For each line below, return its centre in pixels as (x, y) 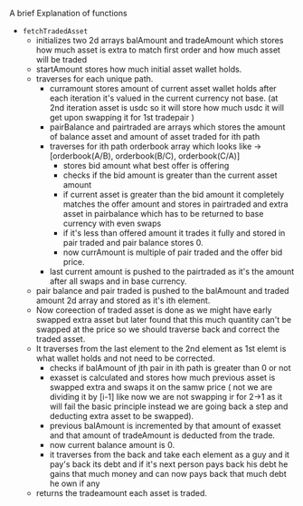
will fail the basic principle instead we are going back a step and (169, 406)
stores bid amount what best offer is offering (146, 165)
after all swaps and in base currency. (118, 281)
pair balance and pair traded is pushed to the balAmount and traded (162, 291)
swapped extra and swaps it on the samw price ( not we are (161, 387)
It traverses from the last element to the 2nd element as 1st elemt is (161, 349)
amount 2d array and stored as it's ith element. (123, 300)
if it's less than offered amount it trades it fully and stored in (174, 233)
